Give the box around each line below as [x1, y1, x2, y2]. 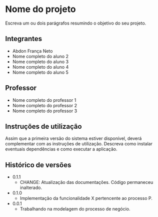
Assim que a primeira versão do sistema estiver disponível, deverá [5, 135, 142, 141]
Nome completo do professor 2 [12, 102, 77, 108]
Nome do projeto [5, 4, 76, 15]
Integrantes [5, 35, 42, 43]
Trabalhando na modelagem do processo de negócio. [19, 206, 130, 212]
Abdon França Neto [12, 48, 53, 54]
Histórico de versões [5, 160, 71, 169]
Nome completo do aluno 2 [12, 53, 69, 59]
